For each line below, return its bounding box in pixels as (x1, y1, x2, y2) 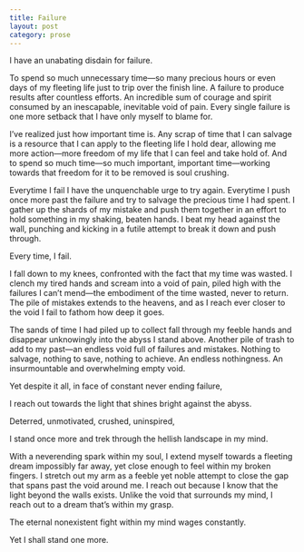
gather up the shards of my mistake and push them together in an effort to (9, 204, 287, 215)
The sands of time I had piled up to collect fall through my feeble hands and (9, 324, 292, 336)
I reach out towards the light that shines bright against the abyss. (9, 399, 252, 409)
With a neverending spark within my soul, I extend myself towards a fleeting (9, 451, 293, 462)
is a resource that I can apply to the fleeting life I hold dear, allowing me (9, 138, 277, 150)
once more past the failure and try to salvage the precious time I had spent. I (9, 194, 295, 205)
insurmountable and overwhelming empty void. (9, 363, 186, 374)
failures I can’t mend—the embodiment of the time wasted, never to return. (9, 288, 289, 299)
